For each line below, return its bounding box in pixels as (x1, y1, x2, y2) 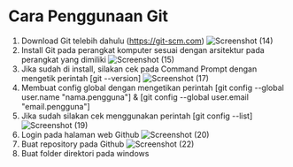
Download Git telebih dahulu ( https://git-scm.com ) (20, 35, 205, 46)
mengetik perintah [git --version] (20, 72, 142, 83)
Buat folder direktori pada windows (20, 148, 150, 158)
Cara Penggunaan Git (8, 6, 169, 27)
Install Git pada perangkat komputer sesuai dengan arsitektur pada (20, 44, 265, 55)
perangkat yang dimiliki (20, 54, 107, 65)
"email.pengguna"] (20, 101, 90, 111)
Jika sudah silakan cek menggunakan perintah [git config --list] (20, 110, 253, 121)
